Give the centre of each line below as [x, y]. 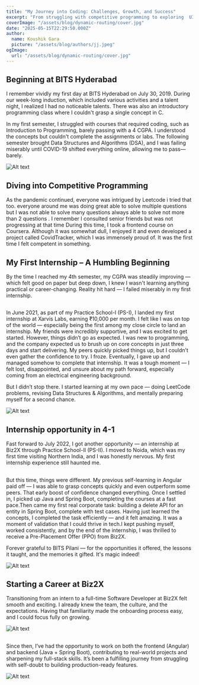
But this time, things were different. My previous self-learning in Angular [94, 480]
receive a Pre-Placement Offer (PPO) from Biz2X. [66, 537]
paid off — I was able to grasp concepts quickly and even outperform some [98, 486]
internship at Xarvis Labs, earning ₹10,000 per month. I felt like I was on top [98, 319]
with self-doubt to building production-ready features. [72, 665]
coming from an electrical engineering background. [69, 376]
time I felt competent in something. [49, 244]
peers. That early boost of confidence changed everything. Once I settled [96, 492]
